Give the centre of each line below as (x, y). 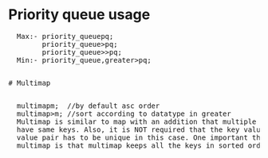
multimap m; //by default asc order (88, 106)
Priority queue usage (79, 15)
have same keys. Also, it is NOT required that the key (128, 129)
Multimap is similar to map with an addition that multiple (136, 121)
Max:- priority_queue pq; (65, 36)
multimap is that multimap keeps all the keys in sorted (130, 145)
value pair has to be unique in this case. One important (132, 137)
